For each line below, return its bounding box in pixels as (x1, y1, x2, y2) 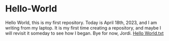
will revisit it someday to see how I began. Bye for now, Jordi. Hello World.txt (5, 30, 164, 36)
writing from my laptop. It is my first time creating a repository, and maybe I (5, 24, 161, 30)
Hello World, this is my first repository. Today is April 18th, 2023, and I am (5, 19, 157, 25)
